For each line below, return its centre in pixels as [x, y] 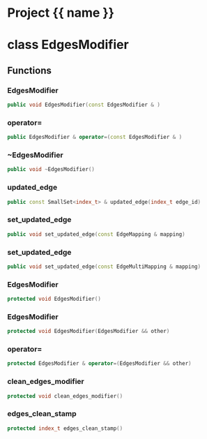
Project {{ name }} [61, 13]
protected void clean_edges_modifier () [65, 396]
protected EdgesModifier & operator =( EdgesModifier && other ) [99, 364]
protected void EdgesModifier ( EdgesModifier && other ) [89, 332]
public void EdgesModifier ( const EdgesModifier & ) [84, 105]
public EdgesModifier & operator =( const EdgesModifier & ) [95, 137]
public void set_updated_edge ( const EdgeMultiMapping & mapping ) [104, 267]
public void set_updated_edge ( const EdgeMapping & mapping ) [97, 234]
